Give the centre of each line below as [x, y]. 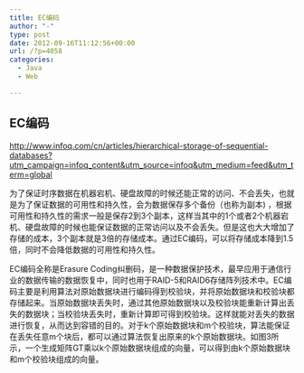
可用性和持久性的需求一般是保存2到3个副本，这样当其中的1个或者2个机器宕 [149, 215]
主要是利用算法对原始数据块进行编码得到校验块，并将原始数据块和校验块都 [156, 291]
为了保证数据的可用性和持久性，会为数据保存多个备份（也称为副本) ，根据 [154, 204]
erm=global [31, 174]
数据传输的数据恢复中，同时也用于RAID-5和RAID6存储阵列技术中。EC [155, 280]
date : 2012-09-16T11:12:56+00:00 [72, 43]
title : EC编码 [35, 18]
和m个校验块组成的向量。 [57, 359]
